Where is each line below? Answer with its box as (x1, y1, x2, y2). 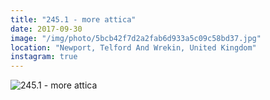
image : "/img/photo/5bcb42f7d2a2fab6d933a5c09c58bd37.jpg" (10, 33, 262, 43)
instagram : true (10, 52, 78, 62)
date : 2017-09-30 (10, 24, 83, 34)
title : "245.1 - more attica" (10, 14, 137, 25)
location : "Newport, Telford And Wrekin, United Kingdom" (10, 42, 257, 53)
